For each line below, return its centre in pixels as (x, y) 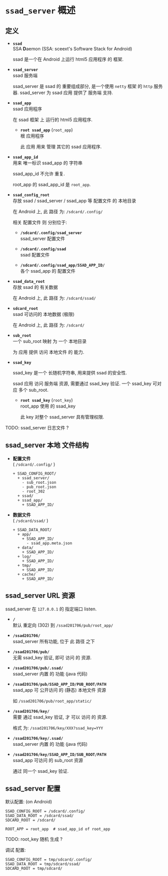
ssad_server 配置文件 (43, 239)
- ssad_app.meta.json (49, 543)
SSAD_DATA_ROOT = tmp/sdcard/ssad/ (43, 864)
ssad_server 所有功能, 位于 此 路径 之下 (54, 641)
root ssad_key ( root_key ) (47, 400)
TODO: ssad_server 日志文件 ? (37, 428)
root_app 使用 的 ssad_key (48, 406)
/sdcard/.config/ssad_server (51, 233)
